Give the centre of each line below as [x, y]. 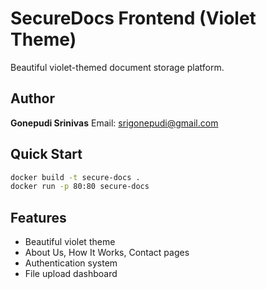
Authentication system [71, 263]
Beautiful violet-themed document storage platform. [117, 67]
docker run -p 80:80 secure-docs [80, 187]
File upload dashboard [71, 274]
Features [38, 217]
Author [32, 98]
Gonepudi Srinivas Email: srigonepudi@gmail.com [114, 123]
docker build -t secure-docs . [75, 177]
